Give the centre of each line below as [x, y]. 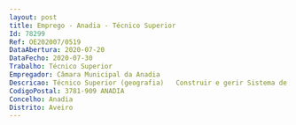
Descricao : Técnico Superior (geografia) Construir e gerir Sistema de [148, 83]
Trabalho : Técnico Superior [61, 67]
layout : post [33, 17]
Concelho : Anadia [41, 99]
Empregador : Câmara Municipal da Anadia [85, 75]
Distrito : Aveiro [41, 107]
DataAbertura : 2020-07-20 [57, 50]
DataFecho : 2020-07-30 [51, 58]
